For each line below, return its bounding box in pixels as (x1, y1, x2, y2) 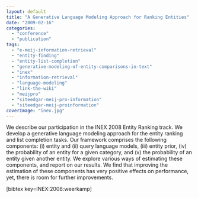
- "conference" (11, 31, 49, 37)
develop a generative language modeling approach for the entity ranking (6, 130, 183, 137)
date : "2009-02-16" (6, 20, 55, 25)
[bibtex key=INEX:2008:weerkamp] (6, 186, 92, 193)
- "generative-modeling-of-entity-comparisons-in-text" (11, 63, 152, 70)
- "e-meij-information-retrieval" (11, 47, 97, 53)
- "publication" (11, 36, 52, 42)
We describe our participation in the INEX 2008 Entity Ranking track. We (6, 124, 183, 131)
